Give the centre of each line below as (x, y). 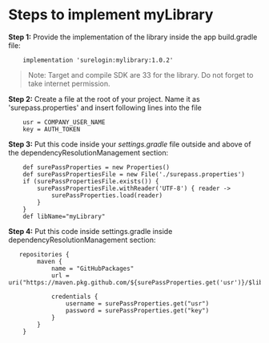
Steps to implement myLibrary (111, 15)
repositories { (44, 254)
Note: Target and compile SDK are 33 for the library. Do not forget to (141, 75)
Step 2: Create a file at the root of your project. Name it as (104, 99)
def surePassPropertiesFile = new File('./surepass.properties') (134, 174)
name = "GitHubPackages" (92, 268)
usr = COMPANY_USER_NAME (64, 122)
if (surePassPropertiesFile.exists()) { (91, 181)
